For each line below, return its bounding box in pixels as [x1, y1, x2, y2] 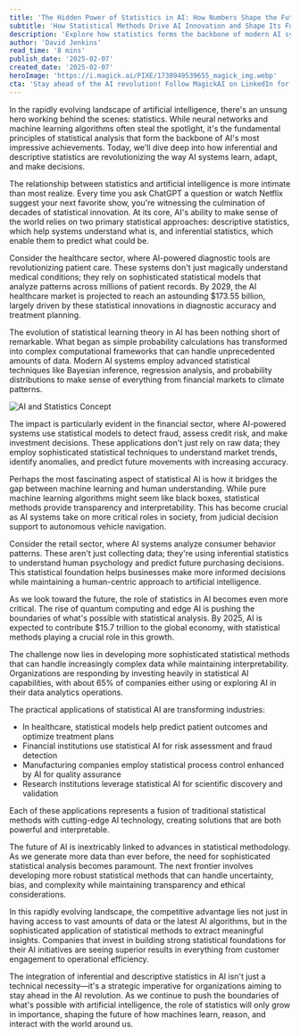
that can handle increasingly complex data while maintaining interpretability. [9, 658, 289, 669]
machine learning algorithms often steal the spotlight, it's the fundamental [9, 122, 281, 134]
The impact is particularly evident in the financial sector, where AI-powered [9, 418, 287, 429]
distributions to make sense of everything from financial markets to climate [9, 374, 285, 385]
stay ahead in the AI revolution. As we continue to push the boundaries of [9, 990, 279, 1000]
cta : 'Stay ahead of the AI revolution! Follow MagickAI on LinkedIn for [9, 79, 290, 88]
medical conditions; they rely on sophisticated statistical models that [9, 272, 262, 282]
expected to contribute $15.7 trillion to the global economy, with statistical [9, 622, 280, 632]
